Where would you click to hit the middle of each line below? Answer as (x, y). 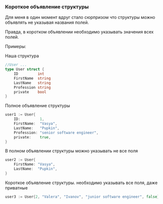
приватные (16, 187)
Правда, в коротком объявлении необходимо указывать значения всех (79, 32)
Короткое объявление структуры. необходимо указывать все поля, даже (81, 183)
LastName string (32, 83)
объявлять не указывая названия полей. (47, 22)
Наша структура (22, 56)
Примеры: (16, 47)
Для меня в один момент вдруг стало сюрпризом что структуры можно (80, 17)
